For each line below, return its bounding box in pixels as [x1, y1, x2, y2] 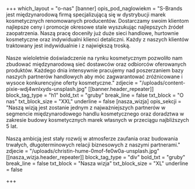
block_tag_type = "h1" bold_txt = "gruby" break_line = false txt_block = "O [6, 92, 184, 99]
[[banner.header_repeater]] [88, 86, 154, 92]
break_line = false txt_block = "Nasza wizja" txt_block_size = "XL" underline [6, 160, 189, 167]
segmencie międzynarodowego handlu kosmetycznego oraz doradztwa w [6, 110, 184, 117]
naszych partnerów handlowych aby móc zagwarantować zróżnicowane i [6, 73, 183, 80]
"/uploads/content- [139, 79, 186, 86]
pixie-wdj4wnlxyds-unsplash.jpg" [6, 86, 88, 92]
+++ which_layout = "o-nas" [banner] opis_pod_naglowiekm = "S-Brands [6, 5, 183, 12]
